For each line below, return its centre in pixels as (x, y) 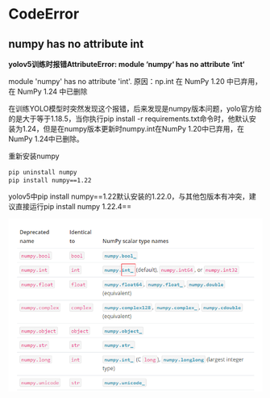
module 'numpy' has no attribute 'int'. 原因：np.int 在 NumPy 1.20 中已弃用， (135, 81)
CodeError (44, 14)
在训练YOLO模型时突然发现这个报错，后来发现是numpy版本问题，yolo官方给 (135, 109)
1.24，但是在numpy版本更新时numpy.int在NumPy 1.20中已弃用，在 (133, 129)
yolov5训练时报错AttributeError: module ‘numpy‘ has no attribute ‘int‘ (127, 64)
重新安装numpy (34, 156)
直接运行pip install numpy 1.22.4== (73, 206)
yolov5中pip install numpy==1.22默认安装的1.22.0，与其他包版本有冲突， (129, 196)
